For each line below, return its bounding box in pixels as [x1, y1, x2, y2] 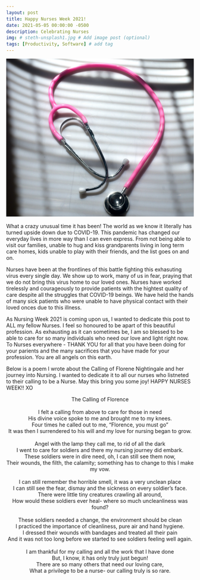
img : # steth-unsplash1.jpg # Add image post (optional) [6, 35, 151, 41]
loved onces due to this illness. [6, 304, 82, 311]
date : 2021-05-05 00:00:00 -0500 [6, 22, 89, 28]
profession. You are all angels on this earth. [6, 354, 112, 361]
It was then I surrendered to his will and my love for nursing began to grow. [8, 428, 192, 435]
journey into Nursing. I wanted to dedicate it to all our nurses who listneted [6, 372, 189, 379]
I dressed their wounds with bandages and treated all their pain [23, 529, 177, 536]
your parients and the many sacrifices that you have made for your [6, 347, 170, 355]
